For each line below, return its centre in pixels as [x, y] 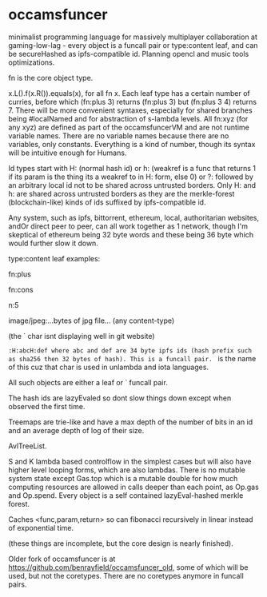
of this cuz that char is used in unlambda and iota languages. [109, 367]
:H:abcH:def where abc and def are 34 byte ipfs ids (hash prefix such [130, 350]
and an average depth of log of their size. [76, 430]
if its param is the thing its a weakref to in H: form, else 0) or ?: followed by [131, 177]
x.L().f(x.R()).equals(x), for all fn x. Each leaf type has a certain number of [129, 93]
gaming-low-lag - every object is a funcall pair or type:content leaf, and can [133, 45]
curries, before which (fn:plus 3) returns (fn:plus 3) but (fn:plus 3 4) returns [133, 101]
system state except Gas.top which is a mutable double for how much [123, 478]
